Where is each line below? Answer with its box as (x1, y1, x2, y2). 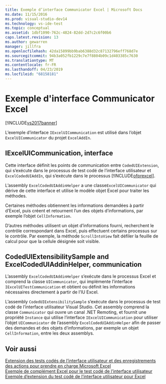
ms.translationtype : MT (5, 58, 54, 63)
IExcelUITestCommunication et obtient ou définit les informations (5, 284, 135, 290)
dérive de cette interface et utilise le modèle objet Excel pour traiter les (5, 188, 150, 193)
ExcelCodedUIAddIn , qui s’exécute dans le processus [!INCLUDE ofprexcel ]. (5, 173, 156, 179)
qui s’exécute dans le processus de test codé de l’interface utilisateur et (5, 167, 152, 173)
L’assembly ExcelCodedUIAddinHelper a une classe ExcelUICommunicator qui (5, 182, 157, 188)
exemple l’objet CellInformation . (5, 213, 72, 219)
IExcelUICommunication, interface (5, 149, 113, 157)
